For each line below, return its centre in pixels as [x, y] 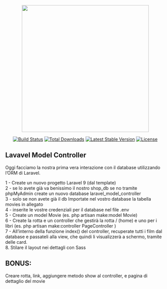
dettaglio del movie [25, 281]
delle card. [16, 242]
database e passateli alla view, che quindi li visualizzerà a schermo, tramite [83, 237]
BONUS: [19, 263]
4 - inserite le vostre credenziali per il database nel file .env [67, 210]
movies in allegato [24, 204]
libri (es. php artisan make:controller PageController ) [61, 226]
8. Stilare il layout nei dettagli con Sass [46, 247]
